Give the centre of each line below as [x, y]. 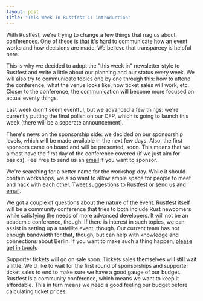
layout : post [23, 12]
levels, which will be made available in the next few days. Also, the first [95, 140]
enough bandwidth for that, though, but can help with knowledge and [93, 235]
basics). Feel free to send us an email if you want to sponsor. [82, 160]
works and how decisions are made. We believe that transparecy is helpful [99, 47]
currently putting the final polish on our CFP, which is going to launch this [98, 116]
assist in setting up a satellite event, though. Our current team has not [93, 228]
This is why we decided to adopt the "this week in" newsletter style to [93, 66]
